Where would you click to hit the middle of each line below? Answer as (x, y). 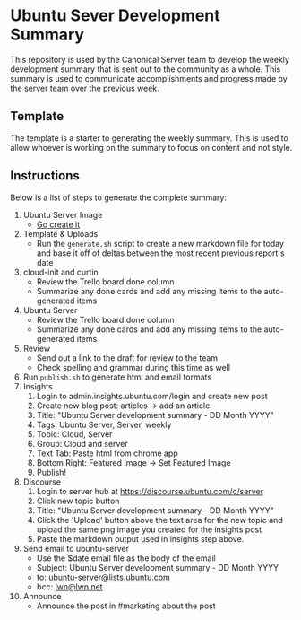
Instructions (45, 176)
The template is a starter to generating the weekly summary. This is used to (150, 138)
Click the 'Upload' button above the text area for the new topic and (159, 520)
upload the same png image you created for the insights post (149, 529)
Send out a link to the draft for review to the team (127, 358)
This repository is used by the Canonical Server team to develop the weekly (150, 59)
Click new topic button (78, 501)
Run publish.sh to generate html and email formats (117, 377)
